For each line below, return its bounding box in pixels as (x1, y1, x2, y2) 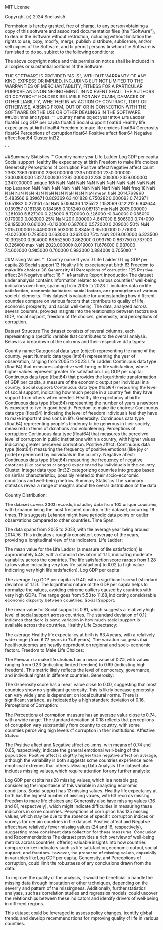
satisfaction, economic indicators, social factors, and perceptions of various (5, 288, 157, 293)
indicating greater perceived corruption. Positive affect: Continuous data (5, 441, 150, 447)
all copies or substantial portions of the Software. (5, 63, 104, 69)
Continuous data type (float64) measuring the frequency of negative (5, 457, 143, 463)
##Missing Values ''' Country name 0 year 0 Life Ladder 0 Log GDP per (5, 257, 148, 262)
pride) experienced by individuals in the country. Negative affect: (5, 452, 135, 457)
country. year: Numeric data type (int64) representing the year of (5, 353, 136, 359)
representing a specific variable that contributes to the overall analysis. (5, 333, 147, 339)
